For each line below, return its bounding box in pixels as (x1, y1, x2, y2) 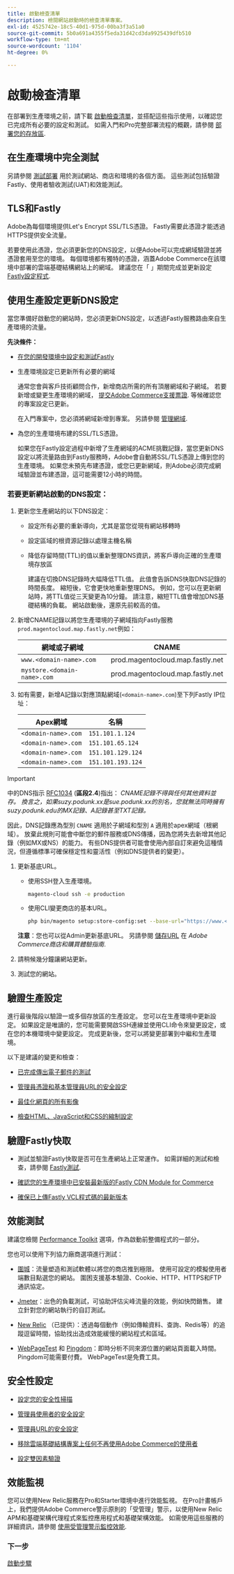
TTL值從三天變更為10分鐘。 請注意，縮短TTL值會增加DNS (52, 592, 218, 600)
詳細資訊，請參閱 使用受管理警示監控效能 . (7, 1522, 127, 1531)
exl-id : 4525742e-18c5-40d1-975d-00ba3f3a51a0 (7, 23, 145, 30)
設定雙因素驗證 (17, 1454, 61, 1462)
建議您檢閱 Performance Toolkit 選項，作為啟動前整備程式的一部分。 (7, 1235, 203, 1243)
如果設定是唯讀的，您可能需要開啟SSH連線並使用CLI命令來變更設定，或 (20, 1021, 226, 1029)
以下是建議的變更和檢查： (7, 1053, 81, 1061)
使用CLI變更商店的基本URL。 (27, 904, 111, 912)
